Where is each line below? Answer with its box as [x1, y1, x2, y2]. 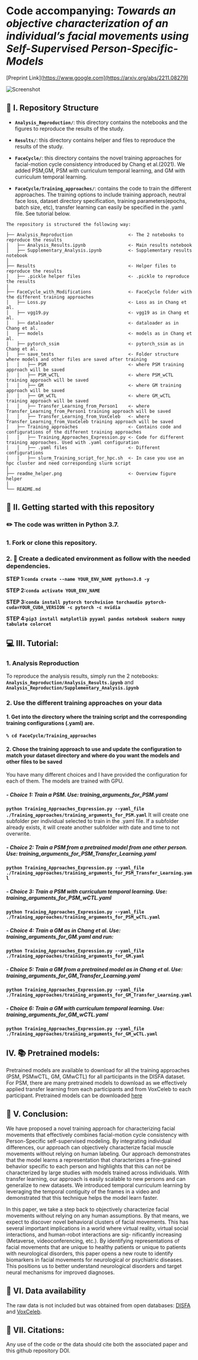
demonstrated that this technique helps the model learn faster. [6, 1194, 159, 1201]
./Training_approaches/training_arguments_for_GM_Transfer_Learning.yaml [6, 992, 193, 998]
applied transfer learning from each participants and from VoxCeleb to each [6, 1085, 191, 1092]
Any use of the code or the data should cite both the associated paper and [6, 1341, 188, 1348]
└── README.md [6, 486, 41, 492]
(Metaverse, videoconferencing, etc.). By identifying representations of [6, 1237, 180, 1244]
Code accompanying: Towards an [6, 4, 176, 18]
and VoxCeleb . [6, 1308, 42, 1315]
